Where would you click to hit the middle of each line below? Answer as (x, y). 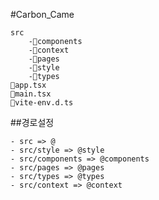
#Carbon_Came (42, 14)
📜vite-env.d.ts (42, 103)
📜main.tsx (31, 94)
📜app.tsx (28, 85)
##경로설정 (32, 122)
